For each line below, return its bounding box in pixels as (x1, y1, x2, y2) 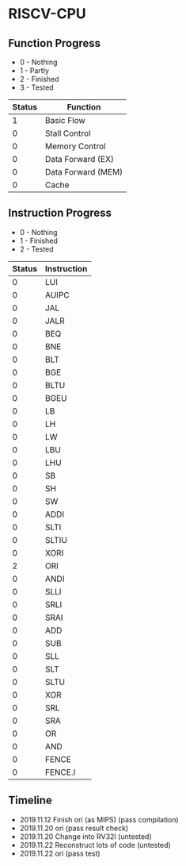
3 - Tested (19, 83, 54, 92)
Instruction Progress (8, 206, 112, 220)
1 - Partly (19, 66, 50, 75)
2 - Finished (19, 75, 59, 83)
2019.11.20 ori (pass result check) (19, 823, 129, 833)
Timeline (8, 794, 53, 807)
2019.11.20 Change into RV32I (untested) (19, 831, 152, 841)
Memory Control (44, 140, 106, 152)
